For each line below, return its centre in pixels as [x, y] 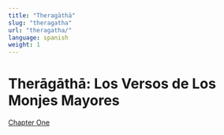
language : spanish [38, 37]
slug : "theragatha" [40, 23]
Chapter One [29, 122]
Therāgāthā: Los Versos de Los [112, 84]
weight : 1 [24, 45]
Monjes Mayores [64, 101]
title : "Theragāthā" [42, 15]
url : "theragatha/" [40, 30]
